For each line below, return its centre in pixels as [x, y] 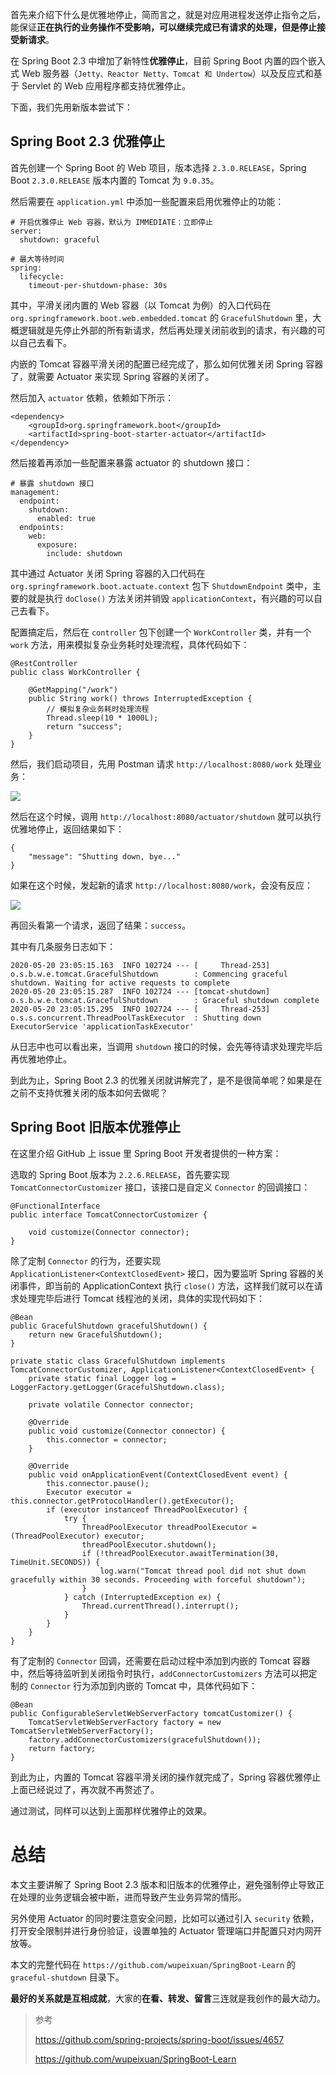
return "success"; [84, 726]
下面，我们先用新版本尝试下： [71, 107]
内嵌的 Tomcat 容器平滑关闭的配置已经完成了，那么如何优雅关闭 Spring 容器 [167, 364]
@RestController [44, 663]
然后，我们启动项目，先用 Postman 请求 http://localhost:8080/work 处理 [161, 764]
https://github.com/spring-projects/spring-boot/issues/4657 [159, 2039]
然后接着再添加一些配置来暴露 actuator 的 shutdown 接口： [131, 462]
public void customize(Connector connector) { [127, 1431]
